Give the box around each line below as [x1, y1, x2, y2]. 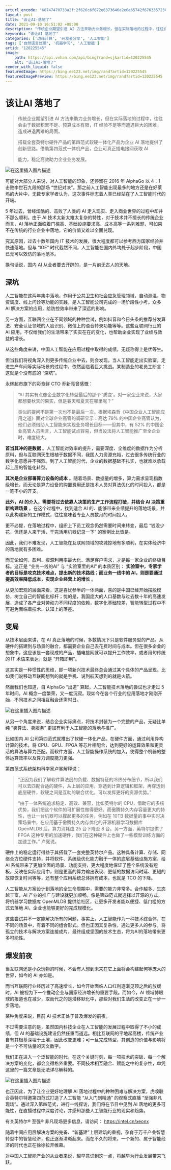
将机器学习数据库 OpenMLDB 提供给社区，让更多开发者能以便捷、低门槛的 [5, 898, 161, 904]
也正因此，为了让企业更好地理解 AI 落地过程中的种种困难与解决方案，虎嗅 [5, 1088, 159, 1094]
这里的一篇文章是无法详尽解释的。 [5, 1067, 77, 1073]
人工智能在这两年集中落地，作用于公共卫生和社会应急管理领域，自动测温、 [5, 292, 161, 299]
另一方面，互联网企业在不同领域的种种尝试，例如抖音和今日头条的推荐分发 [5, 316, 161, 322]
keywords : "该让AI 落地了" [5, 31, 59, 36]
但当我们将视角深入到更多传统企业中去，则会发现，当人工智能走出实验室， [5, 357, 161, 363]
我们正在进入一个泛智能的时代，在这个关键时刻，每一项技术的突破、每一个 [5, 1054, 161, 1060]
